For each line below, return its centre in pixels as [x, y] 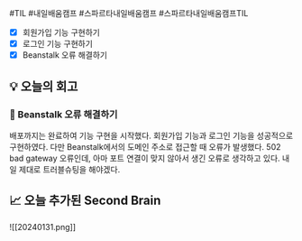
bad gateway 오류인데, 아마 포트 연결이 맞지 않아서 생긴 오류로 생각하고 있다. [145, 158]
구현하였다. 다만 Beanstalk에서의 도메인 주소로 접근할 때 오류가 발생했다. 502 [145, 146]
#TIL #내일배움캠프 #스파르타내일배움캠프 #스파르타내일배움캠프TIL [129, 13]
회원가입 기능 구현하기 [61, 32]
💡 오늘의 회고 [44, 86]
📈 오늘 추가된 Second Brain [85, 201]
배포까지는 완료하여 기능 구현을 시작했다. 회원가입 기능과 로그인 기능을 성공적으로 [151, 135]
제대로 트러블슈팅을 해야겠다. [69, 169]
